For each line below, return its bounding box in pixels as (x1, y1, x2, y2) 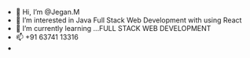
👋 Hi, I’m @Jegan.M (15, 8, 80, 16)
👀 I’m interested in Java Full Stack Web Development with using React (15, 15, 242, 25)
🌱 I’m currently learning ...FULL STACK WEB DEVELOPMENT (15, 24, 211, 32)
